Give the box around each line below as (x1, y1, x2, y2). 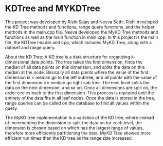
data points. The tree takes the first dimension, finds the (30, 59, 143, 65)
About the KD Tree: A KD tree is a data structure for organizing (5, 54, 130, 59)
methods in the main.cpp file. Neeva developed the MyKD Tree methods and (5, 29, 159, 35)
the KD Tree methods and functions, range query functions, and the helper (5, 24, 155, 29)
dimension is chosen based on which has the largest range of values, (5, 125, 144, 131)
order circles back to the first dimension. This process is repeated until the (5, 90, 154, 96)
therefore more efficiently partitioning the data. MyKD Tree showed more (5, 130, 151, 136)
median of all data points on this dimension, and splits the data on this (5, 64, 145, 70)
